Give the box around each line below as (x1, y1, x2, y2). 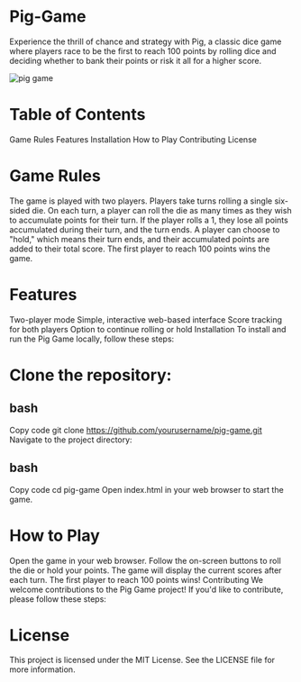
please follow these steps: (9, 593, 106, 605)
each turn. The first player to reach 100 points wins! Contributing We (9, 574, 264, 585)
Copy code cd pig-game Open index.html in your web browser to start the (9, 484, 284, 495)
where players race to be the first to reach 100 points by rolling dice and (9, 45, 277, 56)
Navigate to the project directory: (9, 434, 132, 445)
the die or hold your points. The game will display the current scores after (9, 565, 282, 576)
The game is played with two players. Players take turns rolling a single (9, 196, 273, 206)
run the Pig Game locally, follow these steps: (9, 333, 175, 344)
